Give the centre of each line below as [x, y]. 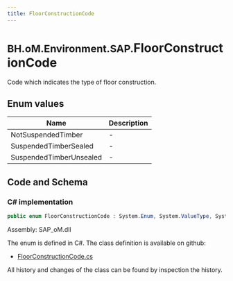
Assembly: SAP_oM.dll [39, 229]
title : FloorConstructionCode [51, 14]
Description [128, 124]
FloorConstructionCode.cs [55, 256]
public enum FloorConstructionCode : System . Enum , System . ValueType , [110, 216]
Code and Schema [48, 182]
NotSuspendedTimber [47, 135]
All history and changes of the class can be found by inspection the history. [115, 270]
